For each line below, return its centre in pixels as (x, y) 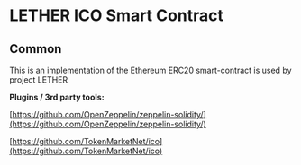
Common (36, 49)
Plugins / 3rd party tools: (57, 97)
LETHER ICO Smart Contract (116, 16)
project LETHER (39, 80)
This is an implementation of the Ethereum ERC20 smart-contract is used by (150, 70)
